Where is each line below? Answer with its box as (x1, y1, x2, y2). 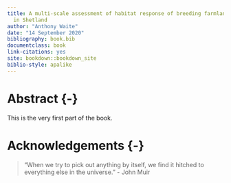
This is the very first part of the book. (7, 114, 113, 122)
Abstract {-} (7, 91, 78, 107)
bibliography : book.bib (7, 36, 76, 43)
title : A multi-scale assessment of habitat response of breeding (7, 10, 201, 17)
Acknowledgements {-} (7, 138, 144, 153)
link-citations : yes (7, 49, 67, 56)
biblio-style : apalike (7, 61, 72, 68)
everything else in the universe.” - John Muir (23, 168, 151, 176)
